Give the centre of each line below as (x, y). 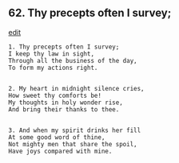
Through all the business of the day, (73, 60)
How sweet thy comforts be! (55, 95)
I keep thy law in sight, (51, 54)
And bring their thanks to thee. (64, 109)
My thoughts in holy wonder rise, (66, 103)
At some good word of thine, (57, 137)
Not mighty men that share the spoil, (73, 144)
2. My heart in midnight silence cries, (77, 88)
